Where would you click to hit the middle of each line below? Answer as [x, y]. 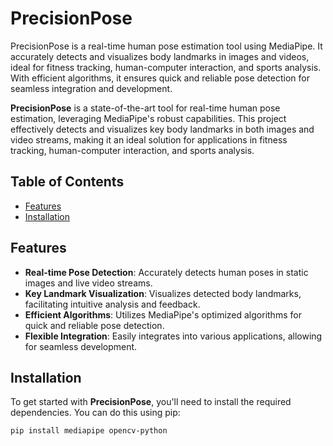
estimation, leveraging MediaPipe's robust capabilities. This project [148, 118]
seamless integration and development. [91, 88]
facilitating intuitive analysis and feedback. [112, 304]
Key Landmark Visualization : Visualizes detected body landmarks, [163, 293]
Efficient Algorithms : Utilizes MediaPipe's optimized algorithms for [163, 314]
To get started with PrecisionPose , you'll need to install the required [151, 402]
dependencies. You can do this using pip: [95, 413]
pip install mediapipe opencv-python [89, 431]
